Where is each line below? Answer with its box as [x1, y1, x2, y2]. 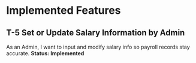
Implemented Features [6, 4, 121, 17]
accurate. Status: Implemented [6, 50, 85, 57]
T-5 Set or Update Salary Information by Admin [6, 28, 185, 38]
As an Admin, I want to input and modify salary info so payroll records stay [6, 43, 190, 50]
